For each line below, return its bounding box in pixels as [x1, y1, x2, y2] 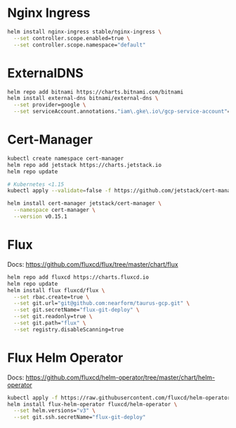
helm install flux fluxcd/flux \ [7, 287, 105, 294]
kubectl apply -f [7, 394, 58, 401]
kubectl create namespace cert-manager [7, 155, 124, 162]
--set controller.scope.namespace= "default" [13, 41, 146, 49]
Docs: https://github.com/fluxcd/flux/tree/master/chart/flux [7, 260, 178, 268]
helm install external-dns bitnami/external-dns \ [7, 95, 159, 102]
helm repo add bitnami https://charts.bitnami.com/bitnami [7, 88, 184, 96]
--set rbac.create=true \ [13, 294, 90, 301]
